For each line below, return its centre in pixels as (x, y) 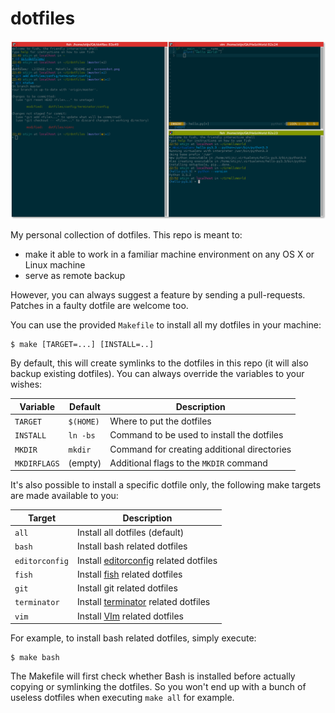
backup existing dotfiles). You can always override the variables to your (157, 374)
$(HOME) (84, 422)
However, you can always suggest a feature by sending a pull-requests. (158, 295)
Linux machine (55, 265)
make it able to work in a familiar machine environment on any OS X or (169, 254)
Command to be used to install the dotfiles (196, 435)
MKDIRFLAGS (37, 463)
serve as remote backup (75, 276)
